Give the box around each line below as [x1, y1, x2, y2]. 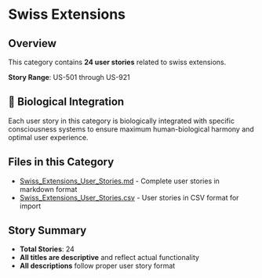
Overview [8, 37, 57, 50]
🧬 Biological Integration [8, 96, 125, 109]
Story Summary [8, 224, 87, 237]
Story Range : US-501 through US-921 [8, 73, 131, 81]
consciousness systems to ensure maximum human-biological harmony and [8, 124, 255, 134]
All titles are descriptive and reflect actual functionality [19, 253, 200, 262]
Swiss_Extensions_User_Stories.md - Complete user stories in [19, 176, 220, 186]
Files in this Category [8, 155, 115, 169]
